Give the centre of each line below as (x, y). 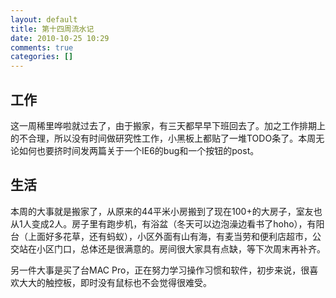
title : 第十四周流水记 (52, 29)
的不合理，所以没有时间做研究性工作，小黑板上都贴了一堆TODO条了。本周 (163, 138)
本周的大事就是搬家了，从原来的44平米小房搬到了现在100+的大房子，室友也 (166, 211)
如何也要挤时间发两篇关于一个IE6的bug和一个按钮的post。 (139, 150)
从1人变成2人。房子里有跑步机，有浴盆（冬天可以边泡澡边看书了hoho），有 (163, 223)
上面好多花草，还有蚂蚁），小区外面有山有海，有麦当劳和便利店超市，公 (174, 236)
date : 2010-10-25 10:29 (60, 38)
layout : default (44, 19)
